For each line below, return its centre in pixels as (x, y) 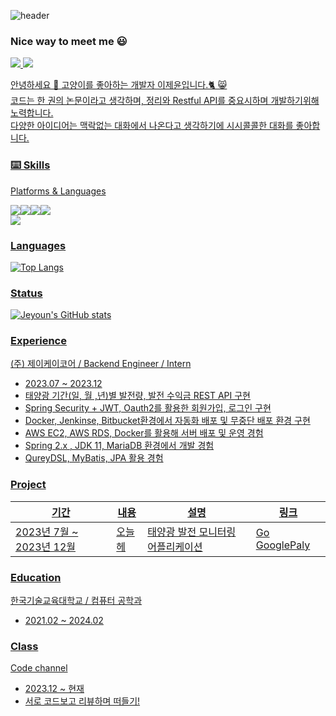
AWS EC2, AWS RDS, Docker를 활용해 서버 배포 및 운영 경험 (144, 433)
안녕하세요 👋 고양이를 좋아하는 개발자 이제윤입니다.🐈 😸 (119, 85)
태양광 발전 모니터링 (192, 532)
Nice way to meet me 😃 (69, 41)
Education (36, 577)
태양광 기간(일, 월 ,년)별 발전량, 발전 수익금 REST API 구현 (138, 396)
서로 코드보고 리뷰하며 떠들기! (82, 701)
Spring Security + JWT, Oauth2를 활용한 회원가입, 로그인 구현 (148, 408)
